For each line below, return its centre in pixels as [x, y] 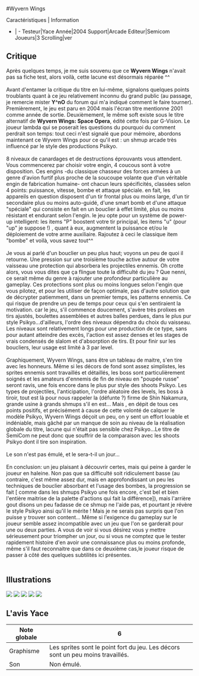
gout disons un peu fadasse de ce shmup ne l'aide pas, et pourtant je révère [99, 504]
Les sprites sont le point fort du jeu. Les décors [115, 648]
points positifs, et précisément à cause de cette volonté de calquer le [90, 410]
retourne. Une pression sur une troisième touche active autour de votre [93, 259]
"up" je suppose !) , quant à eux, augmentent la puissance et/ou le [87, 228]
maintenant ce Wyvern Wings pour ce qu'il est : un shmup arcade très [92, 140]
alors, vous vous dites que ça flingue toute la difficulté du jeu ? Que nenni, [97, 272]
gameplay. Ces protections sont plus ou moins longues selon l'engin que [95, 284]
